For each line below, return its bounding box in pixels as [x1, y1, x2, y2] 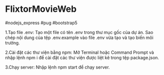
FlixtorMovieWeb [5, 3, 77, 15]
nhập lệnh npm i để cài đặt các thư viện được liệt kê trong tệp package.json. [5, 54, 159, 60]
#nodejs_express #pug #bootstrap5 [5, 20, 78, 26]
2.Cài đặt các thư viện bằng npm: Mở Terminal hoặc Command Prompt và [5, 49, 154, 55]
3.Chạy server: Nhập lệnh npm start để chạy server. [5, 64, 110, 70]
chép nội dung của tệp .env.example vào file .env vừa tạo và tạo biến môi [5, 35, 154, 40]
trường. [5, 39, 20, 45]
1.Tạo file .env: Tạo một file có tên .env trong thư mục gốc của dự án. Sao [5, 29, 154, 35]
